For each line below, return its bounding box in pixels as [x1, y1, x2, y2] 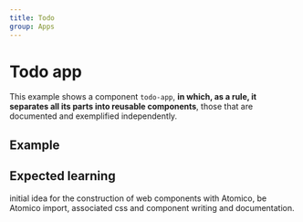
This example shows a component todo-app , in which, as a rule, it [9, 91, 257, 102]
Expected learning [9, 168, 116, 184]
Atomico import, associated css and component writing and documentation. [9, 202, 295, 213]
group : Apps [9, 22, 55, 31]
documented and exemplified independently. [9, 111, 178, 122]
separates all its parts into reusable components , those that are [9, 101, 254, 112]
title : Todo [9, 13, 55, 23]
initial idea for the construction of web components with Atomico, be [9, 193, 267, 204]
